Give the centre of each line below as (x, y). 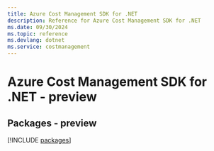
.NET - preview (52, 97)
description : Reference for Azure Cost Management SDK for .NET (104, 21)
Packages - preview (52, 123)
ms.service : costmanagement (49, 47)
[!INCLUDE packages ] (39, 140)
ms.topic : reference (38, 34)
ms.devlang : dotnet (36, 40)
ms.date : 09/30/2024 (38, 27)
